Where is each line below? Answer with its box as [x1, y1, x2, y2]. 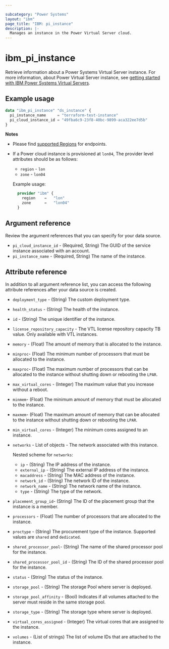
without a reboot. [12, 386, 48, 393]
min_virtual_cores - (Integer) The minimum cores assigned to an [12, 426, 148, 432]
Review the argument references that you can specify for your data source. [5, 232, 161, 238]
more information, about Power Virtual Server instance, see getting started [5, 74, 160, 81]
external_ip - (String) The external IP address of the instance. [20, 466, 150, 473]
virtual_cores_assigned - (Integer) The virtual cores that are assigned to [12, 618, 164, 625]
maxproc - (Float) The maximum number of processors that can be [12, 366, 148, 372]
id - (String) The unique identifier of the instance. [12, 316, 116, 322]
